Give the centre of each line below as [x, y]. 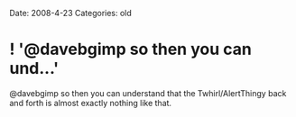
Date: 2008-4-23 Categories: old [71, 13]
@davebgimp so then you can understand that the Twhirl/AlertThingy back [148, 93]
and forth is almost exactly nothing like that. [91, 103]
